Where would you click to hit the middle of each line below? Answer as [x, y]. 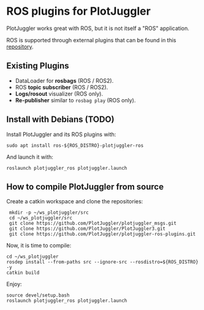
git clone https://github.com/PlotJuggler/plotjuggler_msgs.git [93, 224]
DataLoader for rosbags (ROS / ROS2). [64, 80]
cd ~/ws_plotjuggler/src [40, 218]
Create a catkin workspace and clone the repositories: [75, 202]
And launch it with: [30, 157]
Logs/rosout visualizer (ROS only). [59, 94]
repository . [20, 47]
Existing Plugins [38, 66]
